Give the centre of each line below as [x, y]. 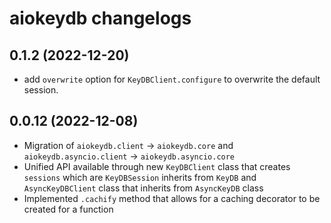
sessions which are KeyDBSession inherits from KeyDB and [140, 177]
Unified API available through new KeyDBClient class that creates [157, 166]
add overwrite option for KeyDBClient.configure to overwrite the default [172, 79]
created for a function [68, 209]
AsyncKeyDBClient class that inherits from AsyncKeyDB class [143, 188]
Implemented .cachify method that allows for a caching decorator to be [172, 198]
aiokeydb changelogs [100, 18]
